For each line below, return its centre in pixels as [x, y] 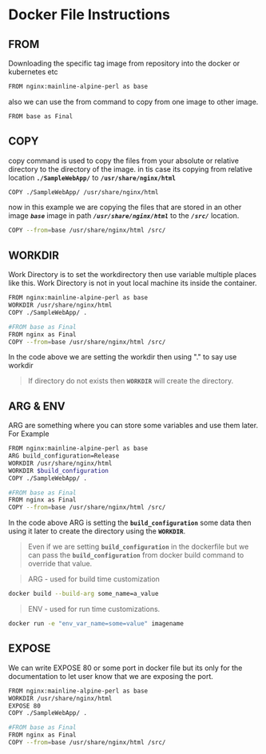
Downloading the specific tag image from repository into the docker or [124, 63]
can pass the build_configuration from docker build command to [136, 555]
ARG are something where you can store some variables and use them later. [133, 426]
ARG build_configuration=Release [64, 456]
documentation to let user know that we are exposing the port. [111, 676]
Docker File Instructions [89, 15]
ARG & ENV [37, 406]
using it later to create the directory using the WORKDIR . [97, 531]
